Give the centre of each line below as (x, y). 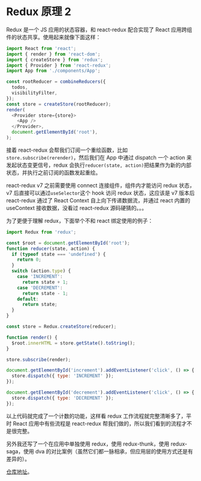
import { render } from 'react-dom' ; (53, 54)
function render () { (32, 337)
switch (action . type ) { (41, 271)
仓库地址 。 (19, 471)
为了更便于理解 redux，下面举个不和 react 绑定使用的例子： (80, 220)
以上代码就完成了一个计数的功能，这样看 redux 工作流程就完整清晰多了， (96, 416)
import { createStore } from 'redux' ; (55, 60)
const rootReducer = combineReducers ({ (56, 82)
